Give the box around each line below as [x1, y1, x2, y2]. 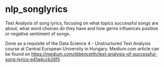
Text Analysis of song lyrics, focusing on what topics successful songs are [5, 20, 159, 26]
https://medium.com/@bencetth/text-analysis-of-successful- [31, 51, 158, 57]
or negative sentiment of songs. [5, 30, 71, 36]
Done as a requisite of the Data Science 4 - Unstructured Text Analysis [5, 40, 151, 46]
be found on [5, 51, 30, 57]
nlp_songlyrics [5, 3, 68, 15]
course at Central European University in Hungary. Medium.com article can [5, 45, 160, 51]
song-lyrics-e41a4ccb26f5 [5, 56, 60, 62]
